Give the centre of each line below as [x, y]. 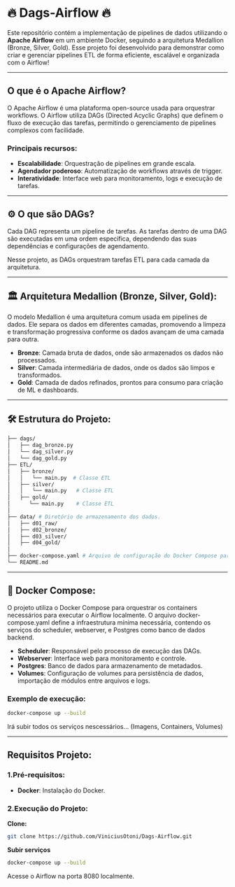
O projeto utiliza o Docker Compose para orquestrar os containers [102, 607]
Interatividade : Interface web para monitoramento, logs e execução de [120, 178]
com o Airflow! [28, 62]
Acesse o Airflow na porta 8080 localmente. [71, 876]
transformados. [40, 375]
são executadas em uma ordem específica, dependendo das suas [102, 239]
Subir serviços [29, 850]
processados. [37, 360]
